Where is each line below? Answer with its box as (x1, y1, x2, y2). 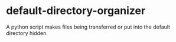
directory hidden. (6, 29, 48, 36)
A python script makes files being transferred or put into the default (6, 23, 170, 30)
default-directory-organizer (6, 4, 146, 17)
